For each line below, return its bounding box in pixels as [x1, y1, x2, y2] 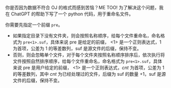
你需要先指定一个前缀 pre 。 [5, 22, 63, 28]
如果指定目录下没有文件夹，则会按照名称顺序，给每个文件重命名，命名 [12, 33, 161, 38]
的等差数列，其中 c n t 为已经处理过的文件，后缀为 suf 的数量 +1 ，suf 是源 [12, 71, 166, 77]
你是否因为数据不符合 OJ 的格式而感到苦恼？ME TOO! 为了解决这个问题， [5, 5, 159, 10]
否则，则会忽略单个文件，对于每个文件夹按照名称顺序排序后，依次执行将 [12, 52, 165, 58]
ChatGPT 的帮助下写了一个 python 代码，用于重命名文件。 [11, 11, 134, 17]
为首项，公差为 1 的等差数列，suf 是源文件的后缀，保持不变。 [12, 46, 142, 51]
